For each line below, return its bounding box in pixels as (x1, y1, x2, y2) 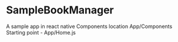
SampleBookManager (6, 3, 114, 17)
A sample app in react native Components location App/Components (6, 23, 173, 30)
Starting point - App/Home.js (6, 29, 76, 36)
